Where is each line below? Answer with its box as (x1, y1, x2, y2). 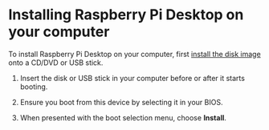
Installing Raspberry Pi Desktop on (8, 6, 244, 24)
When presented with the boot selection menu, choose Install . (19, 112, 227, 122)
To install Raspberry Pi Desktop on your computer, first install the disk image (8, 49, 261, 59)
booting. (19, 82, 48, 91)
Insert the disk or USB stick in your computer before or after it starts (19, 73, 245, 83)
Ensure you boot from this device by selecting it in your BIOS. (19, 97, 223, 107)
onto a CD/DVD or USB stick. (8, 58, 104, 67)
